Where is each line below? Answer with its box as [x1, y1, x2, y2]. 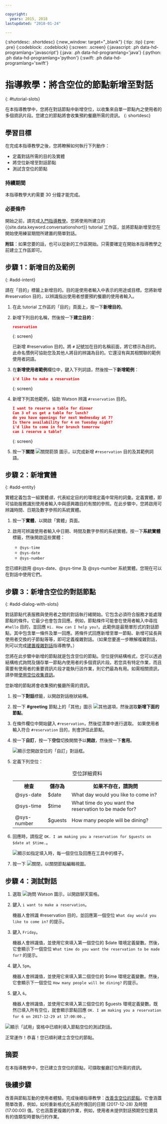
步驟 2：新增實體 [5, 470, 57, 479]
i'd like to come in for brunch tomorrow [12, 425, 100, 430]
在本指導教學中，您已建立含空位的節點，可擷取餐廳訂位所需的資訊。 [5, 1065, 145, 1071]
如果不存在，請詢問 [92, 783, 138, 790]
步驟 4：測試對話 [5, 877, 57, 886]
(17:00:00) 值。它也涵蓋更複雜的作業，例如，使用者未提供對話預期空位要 [5, 1107, 154, 1113]
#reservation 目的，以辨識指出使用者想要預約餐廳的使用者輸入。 [5, 293, 137, 299]
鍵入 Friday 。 [12, 929, 41, 935]
